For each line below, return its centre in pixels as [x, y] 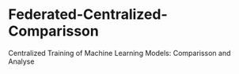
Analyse [21, 61]
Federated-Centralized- [88, 15]
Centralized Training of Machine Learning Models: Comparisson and [119, 53]
